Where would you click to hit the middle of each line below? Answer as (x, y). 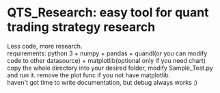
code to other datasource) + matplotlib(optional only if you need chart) (107, 60)
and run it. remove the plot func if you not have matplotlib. (89, 75)
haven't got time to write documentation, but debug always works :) (102, 82)
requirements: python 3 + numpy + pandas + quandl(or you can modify (107, 53)
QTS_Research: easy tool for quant (108, 13)
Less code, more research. (45, 46)
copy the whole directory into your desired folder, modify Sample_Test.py (110, 68)
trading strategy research (81, 27)
